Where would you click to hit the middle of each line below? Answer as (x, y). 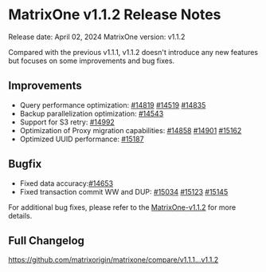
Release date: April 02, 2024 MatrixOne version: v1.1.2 (97, 37)
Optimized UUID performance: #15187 (82, 139)
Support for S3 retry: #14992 (67, 122)
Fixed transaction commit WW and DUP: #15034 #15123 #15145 (124, 191)
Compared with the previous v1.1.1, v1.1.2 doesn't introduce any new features (133, 52)
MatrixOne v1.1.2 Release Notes (115, 15)
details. (20, 215)
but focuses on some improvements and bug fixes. (92, 61)
